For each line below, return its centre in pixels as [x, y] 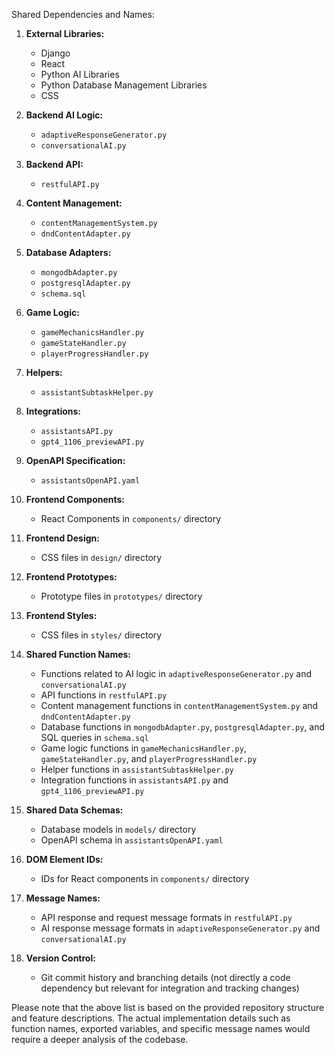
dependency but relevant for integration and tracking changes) [170, 988]
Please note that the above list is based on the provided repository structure [168, 1007]
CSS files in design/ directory [101, 557]
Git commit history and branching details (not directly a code [165, 977]
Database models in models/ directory [118, 829]
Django [55, 53]
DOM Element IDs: [64, 859]
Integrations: [53, 411]
